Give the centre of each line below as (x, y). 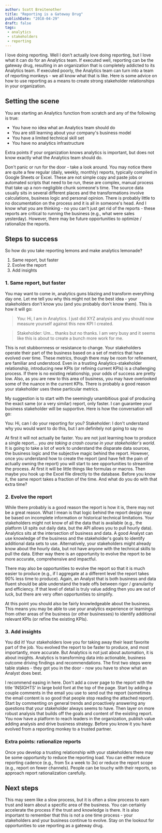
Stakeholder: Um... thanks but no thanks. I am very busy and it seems (86, 333)
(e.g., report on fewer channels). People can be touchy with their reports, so (81, 767)
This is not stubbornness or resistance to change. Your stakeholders (73, 347)
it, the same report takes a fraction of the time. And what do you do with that (81, 479)
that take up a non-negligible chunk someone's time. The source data (74, 187)
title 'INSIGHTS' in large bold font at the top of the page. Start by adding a (78, 688)
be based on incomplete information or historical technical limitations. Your (80, 517)
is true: (12, 118)
